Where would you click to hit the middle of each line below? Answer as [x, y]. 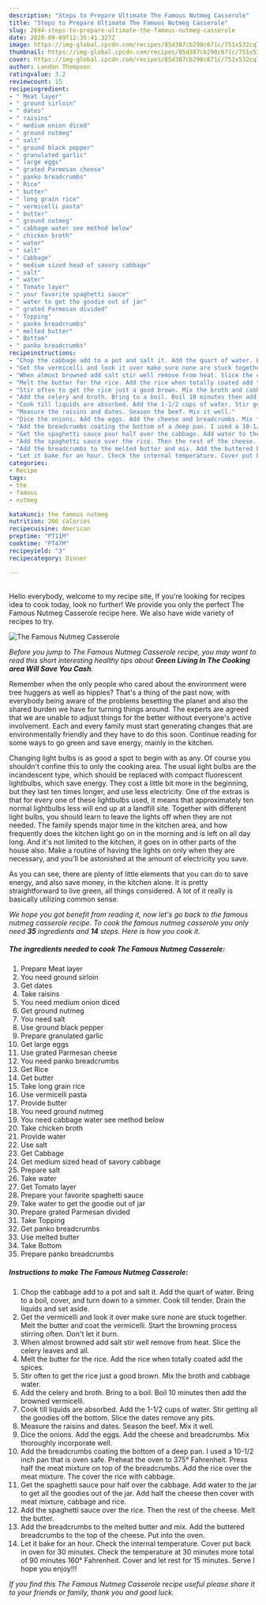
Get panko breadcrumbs [60, 1229]
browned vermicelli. [52, 1401]
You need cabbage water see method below [92, 1120]
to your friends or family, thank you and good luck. [92, 1592]
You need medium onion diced [70, 1003]
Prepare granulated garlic [62, 1036]
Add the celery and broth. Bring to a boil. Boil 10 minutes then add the [133, 1393]
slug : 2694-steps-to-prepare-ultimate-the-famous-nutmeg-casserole [122, 30]
